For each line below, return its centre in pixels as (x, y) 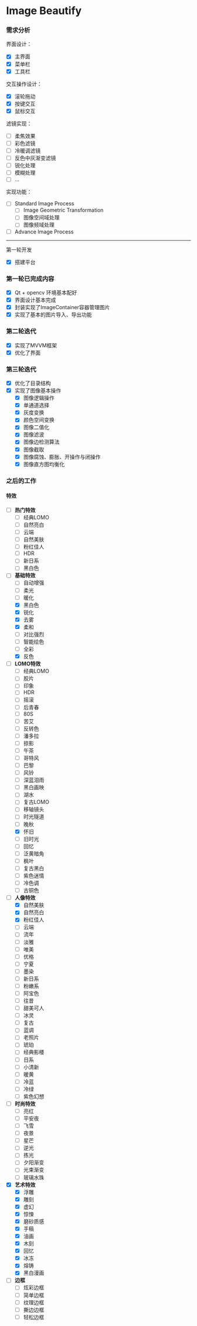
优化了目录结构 (33, 383)
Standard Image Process (44, 204)
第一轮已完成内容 (30, 279)
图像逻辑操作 (39, 398)
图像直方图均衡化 (44, 464)
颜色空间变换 (39, 420)
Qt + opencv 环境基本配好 (46, 292)
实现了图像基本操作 (38, 390)
